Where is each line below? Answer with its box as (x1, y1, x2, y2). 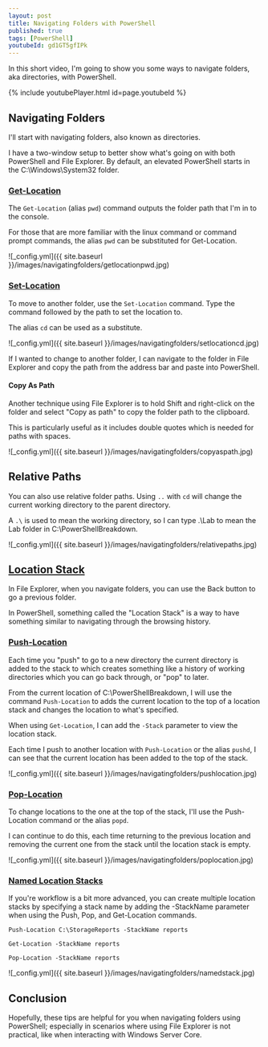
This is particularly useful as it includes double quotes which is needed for (8, 423, 254, 432)
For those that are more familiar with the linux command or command (8, 227, 237, 237)
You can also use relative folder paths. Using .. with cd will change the (8, 491, 242, 501)
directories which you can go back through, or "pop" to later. (8, 672, 209, 681)
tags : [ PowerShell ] (8, 34, 74, 43)
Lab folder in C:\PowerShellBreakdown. (8, 524, 138, 534)
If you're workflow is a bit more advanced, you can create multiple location (8, 894, 256, 903)
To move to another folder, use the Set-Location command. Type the (8, 298, 235, 308)
